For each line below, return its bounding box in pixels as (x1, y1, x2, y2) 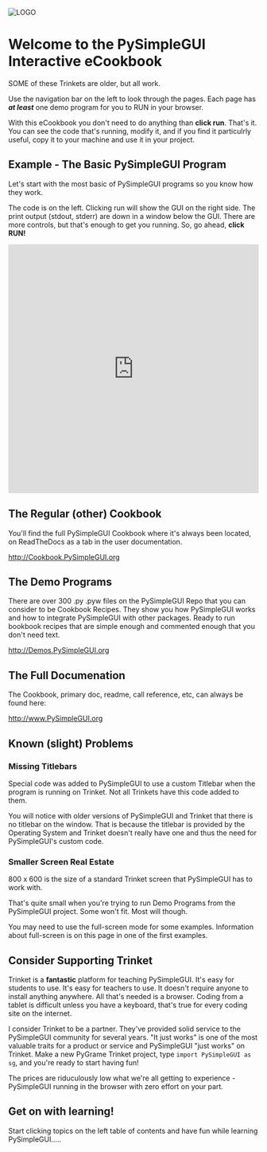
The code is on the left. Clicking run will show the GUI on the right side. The (8, 203, 256, 213)
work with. (8, 883, 43, 892)
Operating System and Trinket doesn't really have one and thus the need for (8, 828, 257, 838)
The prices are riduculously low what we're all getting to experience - (8, 1073, 236, 1083)
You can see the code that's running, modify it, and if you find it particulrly (8, 126, 252, 135)
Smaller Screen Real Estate (8, 856, 114, 867)
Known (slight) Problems (8, 736, 133, 750)
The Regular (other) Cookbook (8, 507, 162, 521)
